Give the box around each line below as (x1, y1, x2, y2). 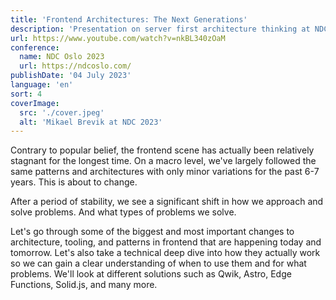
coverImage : (10, 98, 60, 108)
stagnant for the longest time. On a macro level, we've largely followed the (10, 155, 317, 167)
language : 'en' (10, 80, 74, 90)
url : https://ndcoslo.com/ (19, 61, 132, 71)
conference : (10, 42, 60, 53)
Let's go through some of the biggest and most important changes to (10, 226, 295, 238)
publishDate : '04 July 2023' (10, 71, 132, 81)
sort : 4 (10, 89, 43, 99)
